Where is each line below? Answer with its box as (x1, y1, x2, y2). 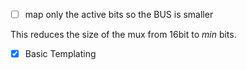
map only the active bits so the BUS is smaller (24, 9, 214, 20)
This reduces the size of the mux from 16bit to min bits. (10, 29, 237, 41)
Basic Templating (24, 48, 97, 60)
